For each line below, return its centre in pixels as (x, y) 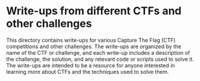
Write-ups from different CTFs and (94, 11)
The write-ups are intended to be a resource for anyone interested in (90, 65)
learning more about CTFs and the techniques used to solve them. (87, 71)
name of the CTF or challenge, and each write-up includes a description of (98, 52)
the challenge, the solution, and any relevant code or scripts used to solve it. (100, 59)
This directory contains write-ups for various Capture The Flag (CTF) (91, 40)
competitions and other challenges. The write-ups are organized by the (94, 46)
